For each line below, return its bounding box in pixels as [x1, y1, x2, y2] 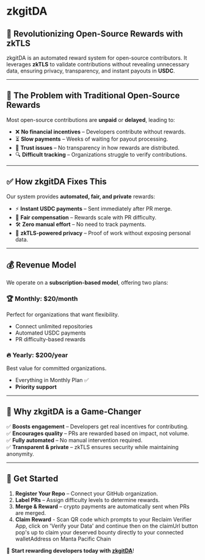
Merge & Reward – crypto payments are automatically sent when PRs [15, 503, 190, 510]
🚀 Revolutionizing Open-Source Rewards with [6, 29, 183, 39]
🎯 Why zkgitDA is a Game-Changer [6, 406, 142, 417]
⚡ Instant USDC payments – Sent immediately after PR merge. [15, 205, 173, 212]
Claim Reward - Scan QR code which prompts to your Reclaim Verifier [15, 516, 192, 523]
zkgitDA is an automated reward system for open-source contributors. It [6, 54, 187, 62]
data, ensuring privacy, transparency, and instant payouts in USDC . [6, 67, 175, 74]
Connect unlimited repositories [15, 322, 93, 330]
